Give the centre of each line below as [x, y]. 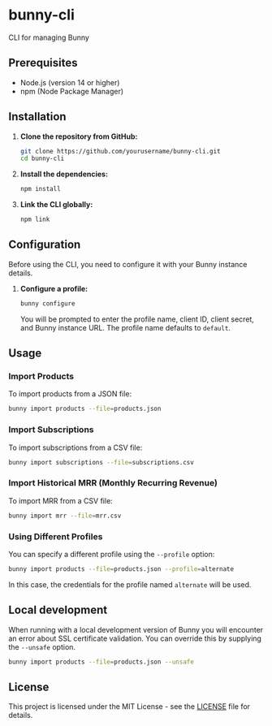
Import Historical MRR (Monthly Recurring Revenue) [113, 483]
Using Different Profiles [56, 536]
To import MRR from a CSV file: [61, 500]
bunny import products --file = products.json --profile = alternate [121, 569]
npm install [40, 189]
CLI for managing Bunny [49, 37]
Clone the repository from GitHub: [79, 136]
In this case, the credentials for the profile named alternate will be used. [130, 584]
